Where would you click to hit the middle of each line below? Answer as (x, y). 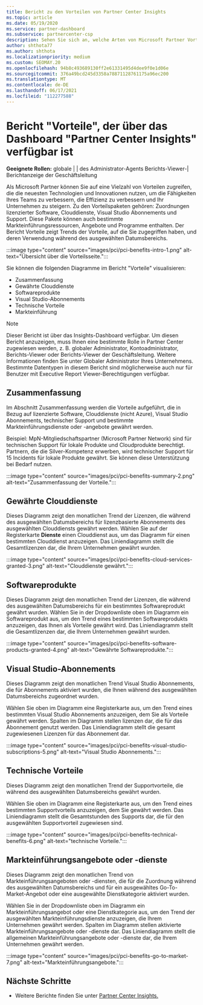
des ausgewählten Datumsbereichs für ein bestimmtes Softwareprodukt (96, 606)
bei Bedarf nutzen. (29, 464)
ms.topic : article (29, 18)
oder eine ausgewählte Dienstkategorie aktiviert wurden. (119, 894)
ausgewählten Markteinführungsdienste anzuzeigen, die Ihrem (84, 918)
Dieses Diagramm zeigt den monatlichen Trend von (70, 874)
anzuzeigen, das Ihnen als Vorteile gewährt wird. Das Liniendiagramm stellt (100, 625)
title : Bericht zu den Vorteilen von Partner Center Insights (86, 12)
